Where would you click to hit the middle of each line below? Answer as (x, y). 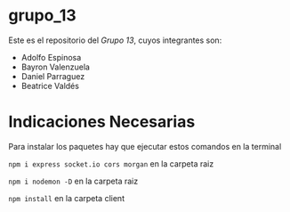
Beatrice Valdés (50, 86)
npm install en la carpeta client (67, 198)
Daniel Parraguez (53, 76)
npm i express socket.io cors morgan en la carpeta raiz (111, 163)
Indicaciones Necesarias (102, 122)
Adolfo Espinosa (51, 57)
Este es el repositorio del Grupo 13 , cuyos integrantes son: (115, 40)
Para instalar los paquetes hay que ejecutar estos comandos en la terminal (145, 146)
